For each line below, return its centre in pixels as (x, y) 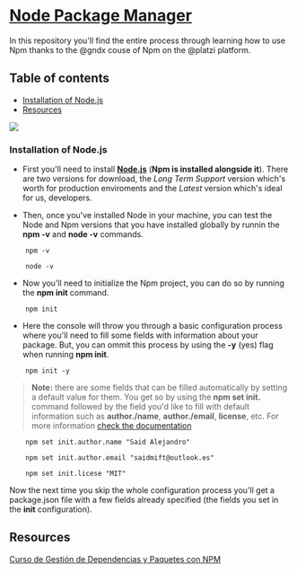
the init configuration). (51, 509)
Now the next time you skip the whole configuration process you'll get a (142, 490)
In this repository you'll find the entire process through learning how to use (147, 40)
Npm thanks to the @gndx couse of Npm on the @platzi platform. (130, 49)
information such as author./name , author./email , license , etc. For (155, 416)
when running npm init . (66, 355)
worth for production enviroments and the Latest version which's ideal (152, 189)
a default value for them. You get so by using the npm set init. (146, 397)
